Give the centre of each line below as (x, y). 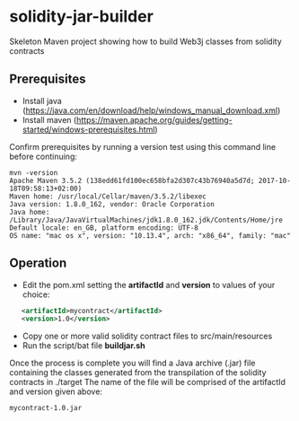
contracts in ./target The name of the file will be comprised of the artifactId (147, 382)
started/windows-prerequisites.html (88, 129)
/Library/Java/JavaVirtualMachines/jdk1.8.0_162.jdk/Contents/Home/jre (146, 220)
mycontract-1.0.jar (46, 408)
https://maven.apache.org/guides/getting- (154, 119)
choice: (36, 294)
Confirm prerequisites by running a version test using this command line (143, 146)
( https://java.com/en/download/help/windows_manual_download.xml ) (151, 110)
